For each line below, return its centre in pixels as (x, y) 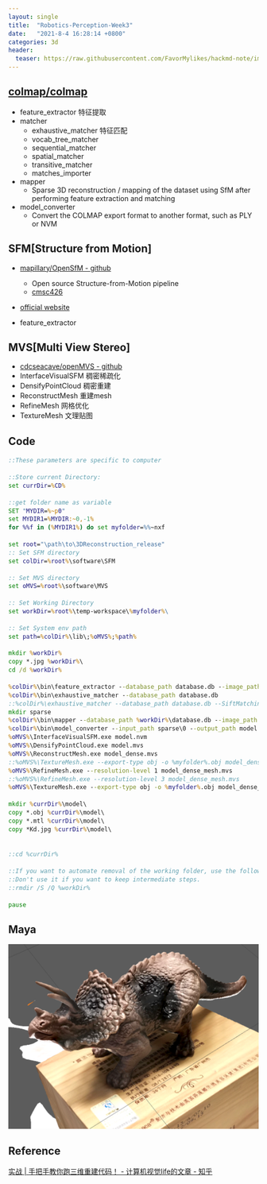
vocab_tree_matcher (65, 139)
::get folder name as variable (60, 502)
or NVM (44, 223)
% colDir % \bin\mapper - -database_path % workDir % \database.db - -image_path (133, 720)
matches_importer (61, 173)
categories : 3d (33, 42)
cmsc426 (47, 292)
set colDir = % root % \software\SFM (62, 561)
